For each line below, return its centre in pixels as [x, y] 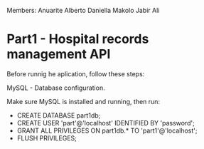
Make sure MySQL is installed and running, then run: [84, 101]
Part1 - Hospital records [78, 39]
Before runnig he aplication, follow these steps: [76, 73]
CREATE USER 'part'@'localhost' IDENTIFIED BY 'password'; [106, 123]
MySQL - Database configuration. [56, 88]
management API [59, 55]
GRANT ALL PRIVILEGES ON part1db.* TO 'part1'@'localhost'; [107, 130]
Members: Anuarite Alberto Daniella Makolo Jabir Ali [83, 10]
